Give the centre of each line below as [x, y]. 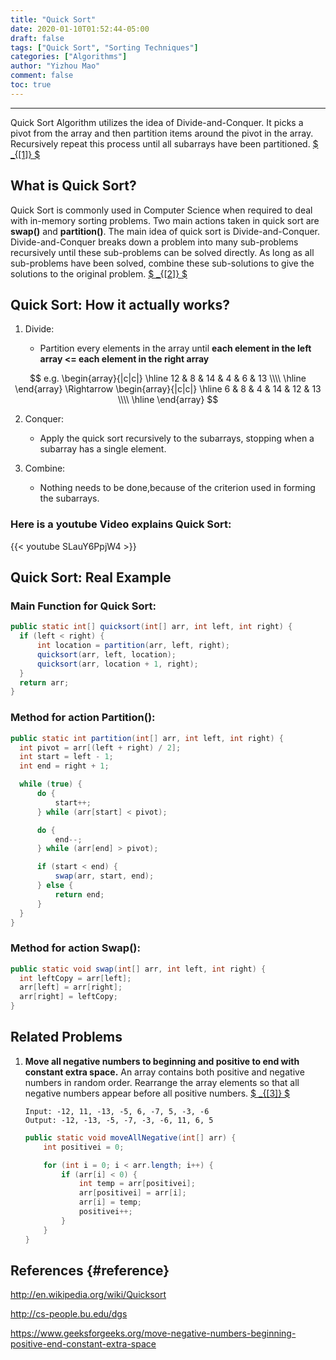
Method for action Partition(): [83, 718]
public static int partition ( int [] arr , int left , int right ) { [147, 738]
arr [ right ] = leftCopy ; [68, 997]
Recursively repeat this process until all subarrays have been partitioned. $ [164, 143]
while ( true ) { [51, 784]
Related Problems [66, 1037]
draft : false [37, 38]
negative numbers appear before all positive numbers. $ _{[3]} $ [157, 1093]
